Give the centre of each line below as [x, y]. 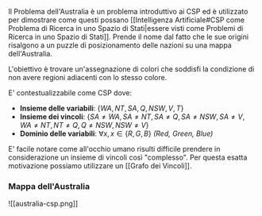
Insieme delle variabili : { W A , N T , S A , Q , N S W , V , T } [102, 108]
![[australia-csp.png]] [43, 204]
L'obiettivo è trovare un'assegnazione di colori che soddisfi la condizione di [131, 69]
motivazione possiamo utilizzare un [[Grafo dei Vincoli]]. [100, 166]
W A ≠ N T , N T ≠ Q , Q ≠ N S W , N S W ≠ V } [84, 125]
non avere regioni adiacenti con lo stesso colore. [88, 77]
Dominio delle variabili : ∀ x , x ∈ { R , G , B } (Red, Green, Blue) [116, 133]
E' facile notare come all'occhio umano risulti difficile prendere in [114, 149]
